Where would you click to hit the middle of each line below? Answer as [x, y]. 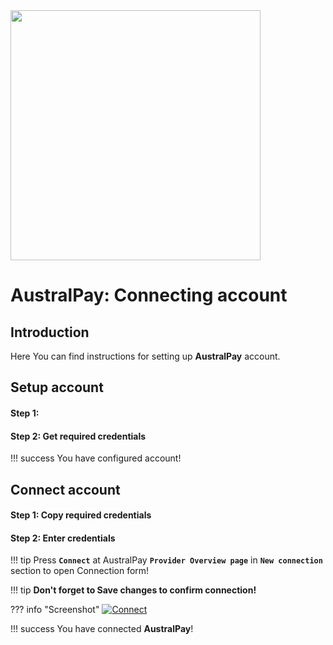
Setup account [57, 387]
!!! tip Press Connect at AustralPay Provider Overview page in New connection [166, 560]
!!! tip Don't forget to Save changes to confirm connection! [133, 590]
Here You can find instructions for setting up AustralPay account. [145, 356]
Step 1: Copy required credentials [81, 515]
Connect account [65, 489]
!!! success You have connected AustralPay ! [102, 629]
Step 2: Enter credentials [63, 538]
